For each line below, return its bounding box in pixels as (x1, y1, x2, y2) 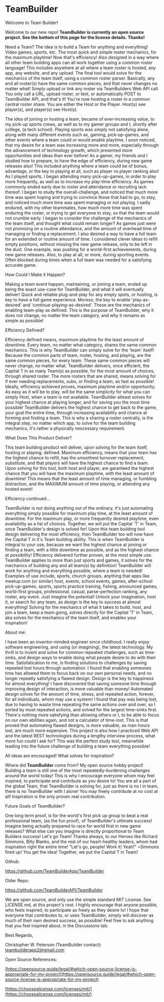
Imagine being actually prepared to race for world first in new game (5, 823, 141, 829)
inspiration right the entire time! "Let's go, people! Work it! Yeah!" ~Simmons (5, 843, 159, 850)
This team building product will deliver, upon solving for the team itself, (5, 444, 148, 450)
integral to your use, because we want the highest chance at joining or (5, 542, 147, 547)
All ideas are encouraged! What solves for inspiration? (5, 753, 114, 758)
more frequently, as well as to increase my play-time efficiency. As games (5, 178, 154, 185)
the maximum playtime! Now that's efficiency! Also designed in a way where (5, 54, 159, 60)
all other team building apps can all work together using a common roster (5, 59, 153, 65)
